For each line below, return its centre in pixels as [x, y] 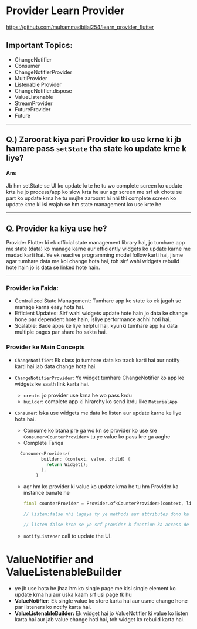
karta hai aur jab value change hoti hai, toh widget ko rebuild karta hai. [99, 619]
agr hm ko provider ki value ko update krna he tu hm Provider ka [101, 487]
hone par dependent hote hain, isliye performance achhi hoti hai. [93, 319]
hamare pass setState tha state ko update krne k [96, 149]
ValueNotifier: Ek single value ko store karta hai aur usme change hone [101, 601]
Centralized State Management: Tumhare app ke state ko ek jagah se [98, 301]
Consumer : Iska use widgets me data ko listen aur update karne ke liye [98, 413]
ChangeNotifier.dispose [43, 91]
